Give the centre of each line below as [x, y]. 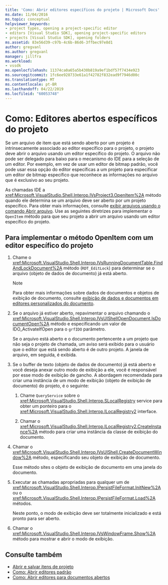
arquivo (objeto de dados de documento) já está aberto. [70, 273]
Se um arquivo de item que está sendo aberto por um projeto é [70, 143]
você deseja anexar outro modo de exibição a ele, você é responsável [84, 370]
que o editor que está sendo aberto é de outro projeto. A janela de [80, 350]
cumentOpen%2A [31, 324]
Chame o [22, 257]
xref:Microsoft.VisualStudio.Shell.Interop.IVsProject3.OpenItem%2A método [83, 195]
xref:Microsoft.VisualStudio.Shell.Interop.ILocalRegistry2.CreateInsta [90, 427]
